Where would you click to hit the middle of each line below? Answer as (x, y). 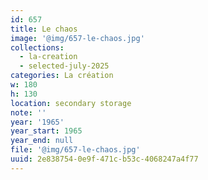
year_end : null (42, 141)
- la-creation (48, 57)
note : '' (28, 112)
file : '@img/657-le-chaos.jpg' (75, 150)
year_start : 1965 (46, 131)
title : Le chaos (44, 29)
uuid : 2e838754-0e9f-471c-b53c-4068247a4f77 (104, 159)
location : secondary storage (71, 103)
